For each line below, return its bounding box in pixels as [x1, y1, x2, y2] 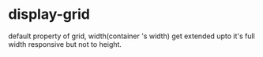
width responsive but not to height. [8, 39, 122, 48]
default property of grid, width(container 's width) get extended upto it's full [8, 31, 255, 41]
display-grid [8, 5, 91, 23]
